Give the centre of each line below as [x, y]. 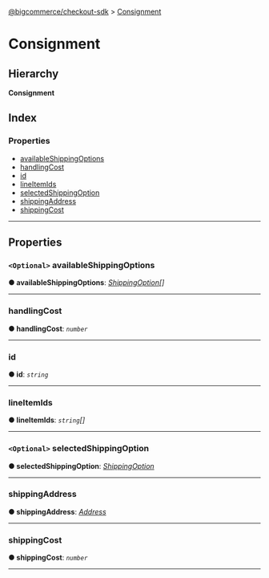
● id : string [28, 374]
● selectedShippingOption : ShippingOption [81, 466]
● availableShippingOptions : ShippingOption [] [86, 283]
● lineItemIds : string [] [47, 420]
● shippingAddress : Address [57, 511]
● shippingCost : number [48, 558]
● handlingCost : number [48, 328]
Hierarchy [34, 73]
